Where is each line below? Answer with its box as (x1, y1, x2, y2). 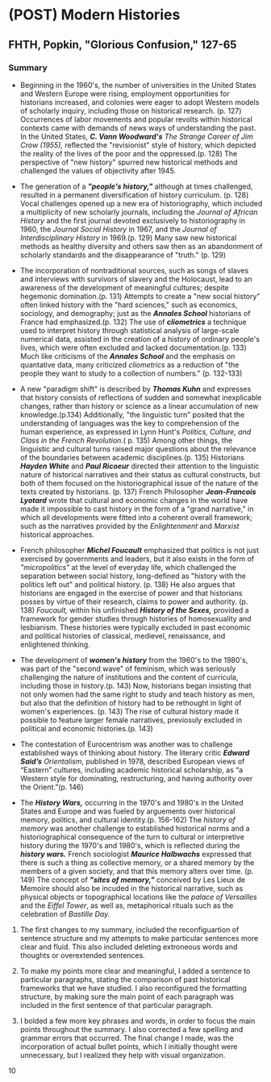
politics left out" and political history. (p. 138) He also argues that (19, 579, 236, 589)
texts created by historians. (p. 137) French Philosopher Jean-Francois (19, 486, 256, 497)
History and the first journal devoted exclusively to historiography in (19, 215, 246, 225)
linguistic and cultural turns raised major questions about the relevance (19, 443, 256, 453)
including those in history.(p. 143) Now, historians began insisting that (19, 680, 252, 690)
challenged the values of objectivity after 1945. (19, 165, 176, 175)
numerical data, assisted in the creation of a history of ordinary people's (19, 334, 261, 343)
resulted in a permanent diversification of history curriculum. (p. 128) (19, 189, 249, 199)
